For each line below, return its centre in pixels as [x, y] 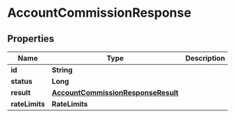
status [22, 81]
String [62, 70]
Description [205, 58]
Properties [31, 39]
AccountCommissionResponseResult [115, 93]
